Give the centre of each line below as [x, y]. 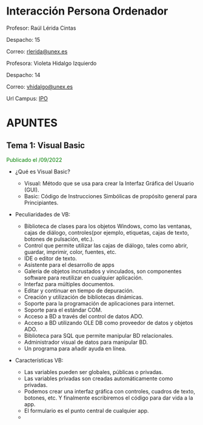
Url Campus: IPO [27, 98]
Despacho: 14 [23, 75]
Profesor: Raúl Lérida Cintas [41, 28]
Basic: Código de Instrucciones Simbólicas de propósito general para [110, 196]
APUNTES [32, 123]
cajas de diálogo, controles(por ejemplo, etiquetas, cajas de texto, [106, 232]
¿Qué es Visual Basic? [43, 172]
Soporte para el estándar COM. [63, 310]
